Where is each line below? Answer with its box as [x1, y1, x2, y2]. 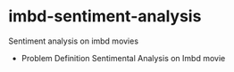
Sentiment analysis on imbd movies [8, 36, 139, 46]
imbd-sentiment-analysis [8, 6, 202, 27]
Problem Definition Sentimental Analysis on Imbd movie [21, 52, 226, 63]
